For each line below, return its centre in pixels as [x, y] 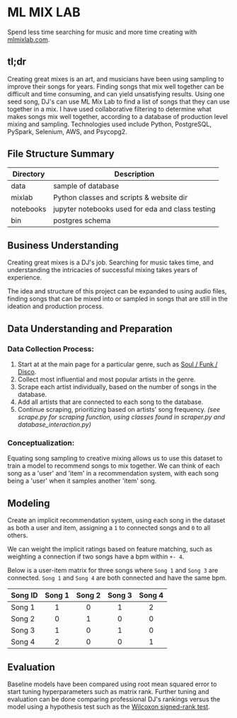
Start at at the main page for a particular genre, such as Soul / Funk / [117, 364]
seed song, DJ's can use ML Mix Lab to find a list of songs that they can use [118, 101]
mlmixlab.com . [29, 39]
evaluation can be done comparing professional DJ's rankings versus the [114, 699]
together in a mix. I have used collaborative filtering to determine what [110, 109]
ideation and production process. [56, 306]
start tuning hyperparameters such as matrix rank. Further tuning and [108, 691]
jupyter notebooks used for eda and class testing [134, 208]
